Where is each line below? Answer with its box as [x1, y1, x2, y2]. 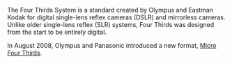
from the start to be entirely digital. [7, 28, 107, 36]
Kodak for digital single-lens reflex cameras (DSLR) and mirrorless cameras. [7, 13, 226, 21]
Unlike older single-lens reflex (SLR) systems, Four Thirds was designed [7, 21, 215, 28]
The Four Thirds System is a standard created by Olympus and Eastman [7, 6, 214, 14]
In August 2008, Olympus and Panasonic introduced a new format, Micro [7, 42, 217, 49]
